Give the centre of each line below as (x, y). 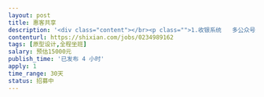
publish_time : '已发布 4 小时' (56, 59)
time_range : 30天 (36, 74)
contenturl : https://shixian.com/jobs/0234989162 (91, 37)
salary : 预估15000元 (40, 52)
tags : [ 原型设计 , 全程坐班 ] (48, 45)
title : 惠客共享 (32, 23)
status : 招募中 (31, 81)
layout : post (29, 15)
